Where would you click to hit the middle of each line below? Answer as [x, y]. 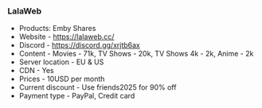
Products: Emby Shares [57, 29]
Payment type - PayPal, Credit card [77, 96]
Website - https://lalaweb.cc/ [66, 37]
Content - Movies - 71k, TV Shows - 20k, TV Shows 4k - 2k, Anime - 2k [136, 54]
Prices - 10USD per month [62, 79]
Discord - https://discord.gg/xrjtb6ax [79, 45]
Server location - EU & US [61, 62]
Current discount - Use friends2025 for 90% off [98, 87]
